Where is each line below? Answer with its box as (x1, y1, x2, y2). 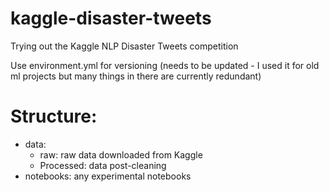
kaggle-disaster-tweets (10, 7, 212, 30)
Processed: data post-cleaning (39, 159, 167, 171)
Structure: (10, 105, 98, 128)
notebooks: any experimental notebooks (24, 170, 192, 182)
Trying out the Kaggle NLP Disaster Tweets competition (10, 40, 239, 52)
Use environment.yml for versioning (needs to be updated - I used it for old (10, 59, 320, 71)
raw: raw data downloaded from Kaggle (39, 148, 203, 161)
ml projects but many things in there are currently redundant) (10, 70, 262, 82)
